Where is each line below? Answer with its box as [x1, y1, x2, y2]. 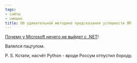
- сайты [5, 12, 21, 16]
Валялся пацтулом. [5, 43, 45, 49]
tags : [5, 7, 16, 12]
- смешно [5, 16, 23, 21]
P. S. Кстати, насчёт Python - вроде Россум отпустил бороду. [5, 53, 133, 59]
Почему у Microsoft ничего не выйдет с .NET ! [5, 34, 99, 40]
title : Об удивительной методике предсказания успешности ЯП [5, 20, 132, 26]
